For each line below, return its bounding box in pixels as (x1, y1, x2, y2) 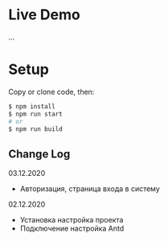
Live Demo (8, 6, 80, 24)
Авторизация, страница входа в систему (19, 184, 161, 194)
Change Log (8, 147, 71, 161)
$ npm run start (8, 110, 63, 118)
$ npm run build (8, 125, 63, 133)
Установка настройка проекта (19, 215, 124, 225)
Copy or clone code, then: (8, 87, 95, 96)
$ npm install (8, 102, 56, 110)
